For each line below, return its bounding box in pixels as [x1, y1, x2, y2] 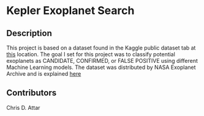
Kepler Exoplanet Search [6, 4, 135, 18]
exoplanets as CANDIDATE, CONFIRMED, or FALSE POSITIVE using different [6, 57, 198, 64]
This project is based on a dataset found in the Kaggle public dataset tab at [6, 44, 196, 51]
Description [6, 28, 52, 38]
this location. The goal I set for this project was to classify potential [6, 51, 176, 58]
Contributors [6, 88, 57, 98]
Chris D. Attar [6, 104, 40, 111]
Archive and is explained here [6, 70, 81, 77]
